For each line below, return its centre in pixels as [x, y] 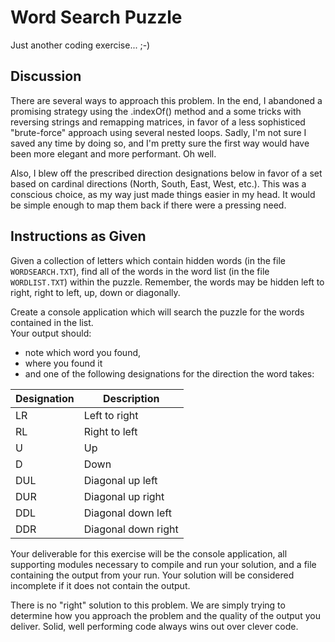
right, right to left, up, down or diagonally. [95, 292]
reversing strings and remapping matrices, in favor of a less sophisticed [158, 122]
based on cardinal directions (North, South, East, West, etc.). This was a [158, 183]
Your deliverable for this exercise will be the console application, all [149, 553]
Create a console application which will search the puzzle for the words [157, 312]
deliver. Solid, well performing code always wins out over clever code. [154, 626]
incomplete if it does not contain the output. [100, 585]
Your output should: [51, 333]
